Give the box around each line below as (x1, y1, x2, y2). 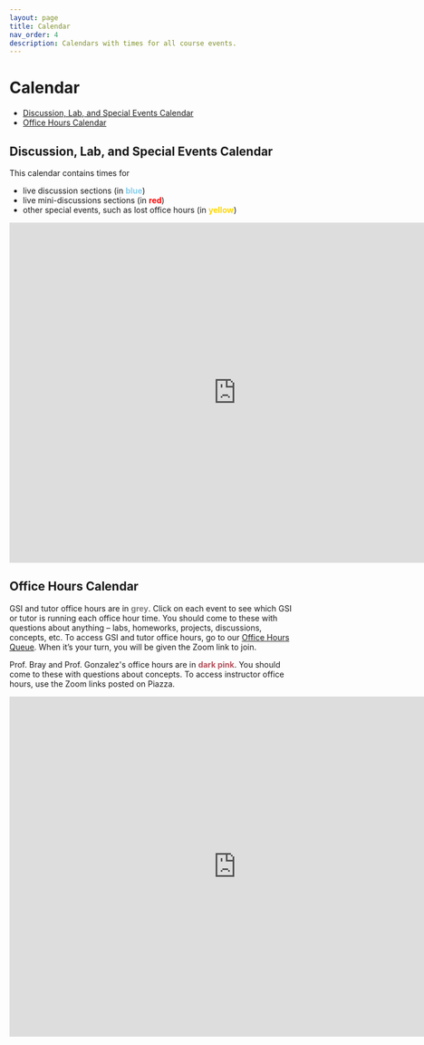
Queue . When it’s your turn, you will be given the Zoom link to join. (9, 641, 257, 652)
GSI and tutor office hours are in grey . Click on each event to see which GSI (9, 602, 293, 613)
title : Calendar (9, 22, 71, 31)
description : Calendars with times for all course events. (9, 38, 237, 48)
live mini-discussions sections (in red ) (22, 195, 165, 205)
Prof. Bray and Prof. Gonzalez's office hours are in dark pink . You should (9, 659, 281, 669)
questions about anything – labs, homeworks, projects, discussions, (9, 622, 263, 633)
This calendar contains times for (9, 168, 130, 178)
